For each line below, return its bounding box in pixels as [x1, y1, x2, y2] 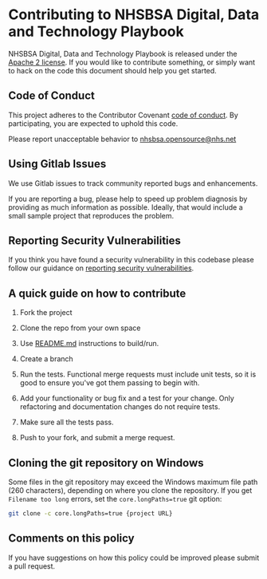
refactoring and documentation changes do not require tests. [19, 402, 221, 412]
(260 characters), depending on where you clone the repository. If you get [8, 486, 253, 495]
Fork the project [19, 308, 73, 317]
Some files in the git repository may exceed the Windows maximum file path [8, 477, 258, 486]
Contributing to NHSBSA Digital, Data [8, 6, 260, 24]
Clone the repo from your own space [19, 323, 141, 333]
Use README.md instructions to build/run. [19, 339, 159, 349]
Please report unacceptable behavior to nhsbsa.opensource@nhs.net [8, 134, 237, 144]
